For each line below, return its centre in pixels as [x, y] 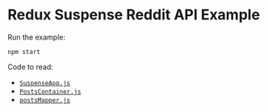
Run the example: [37, 37]
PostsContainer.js [50, 91]
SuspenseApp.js [45, 83]
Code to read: [30, 67]
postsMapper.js [45, 100]
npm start [24, 52]
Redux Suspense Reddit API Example [134, 15]
